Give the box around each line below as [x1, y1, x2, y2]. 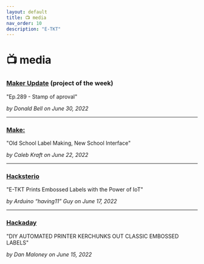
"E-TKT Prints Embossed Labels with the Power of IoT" [6, 186, 144, 193]
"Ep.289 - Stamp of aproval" [6, 92, 78, 100]
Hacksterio [6, 172, 39, 180]
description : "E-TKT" [6, 26, 61, 32]
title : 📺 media [6, 15, 47, 21]
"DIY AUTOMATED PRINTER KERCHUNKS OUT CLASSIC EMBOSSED [6, 232, 179, 240]
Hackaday [6, 218, 37, 227]
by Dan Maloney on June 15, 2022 [6, 251, 92, 258]
